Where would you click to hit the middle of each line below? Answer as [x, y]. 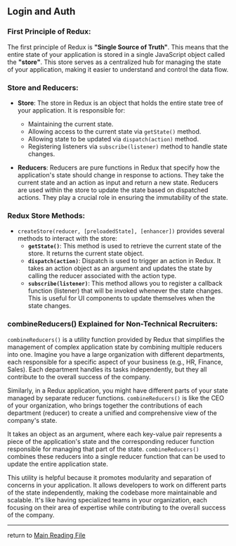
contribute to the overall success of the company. [79, 376]
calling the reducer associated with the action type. [102, 276]
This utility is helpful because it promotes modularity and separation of [110, 477]
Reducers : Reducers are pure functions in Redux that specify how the [118, 167]
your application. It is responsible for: [71, 110]
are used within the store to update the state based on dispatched [113, 190]
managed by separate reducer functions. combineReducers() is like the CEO [116, 398]
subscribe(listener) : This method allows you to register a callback [125, 284]
